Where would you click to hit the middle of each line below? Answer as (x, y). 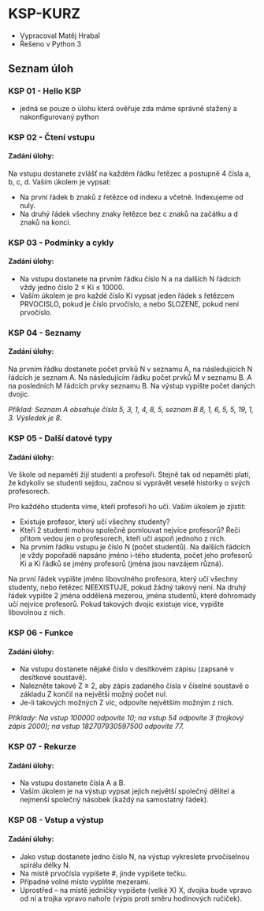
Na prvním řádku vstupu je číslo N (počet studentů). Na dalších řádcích (135, 547)
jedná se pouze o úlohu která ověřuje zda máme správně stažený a (128, 108)
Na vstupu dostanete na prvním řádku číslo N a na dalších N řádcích (130, 279)
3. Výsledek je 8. (35, 418)
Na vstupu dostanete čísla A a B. (73, 783)
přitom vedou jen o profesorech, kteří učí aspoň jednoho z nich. (123, 539)
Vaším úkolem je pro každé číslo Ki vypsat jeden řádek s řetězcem (127, 296)
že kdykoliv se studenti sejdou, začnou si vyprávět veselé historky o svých (129, 483)
